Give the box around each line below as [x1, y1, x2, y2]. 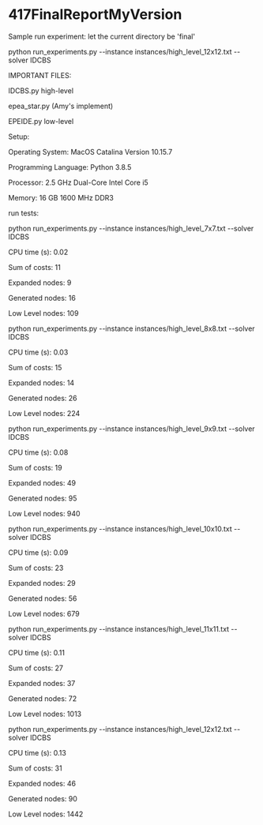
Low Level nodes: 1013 [8, 709, 81, 718]
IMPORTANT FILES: [8, 70, 72, 80]
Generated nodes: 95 [8, 493, 77, 503]
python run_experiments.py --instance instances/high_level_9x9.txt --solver [8, 424, 255, 433]
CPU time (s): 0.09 [8, 547, 69, 557]
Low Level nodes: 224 [8, 408, 81, 418]
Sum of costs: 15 [8, 362, 62, 372]
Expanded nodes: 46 [8, 778, 77, 788]
